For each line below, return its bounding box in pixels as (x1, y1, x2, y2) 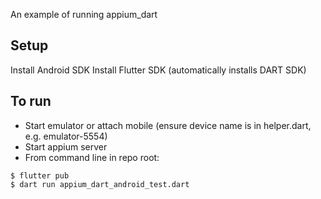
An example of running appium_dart (10, 9, 158, 20)
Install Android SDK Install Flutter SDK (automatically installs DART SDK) (10, 64, 307, 76)
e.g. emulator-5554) (24, 130, 108, 142)
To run (10, 93, 52, 110)
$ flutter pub (10, 170, 70, 181)
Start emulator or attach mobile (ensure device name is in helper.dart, (24, 119, 312, 131)
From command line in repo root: (24, 151, 160, 163)
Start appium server (24, 140, 108, 153)
